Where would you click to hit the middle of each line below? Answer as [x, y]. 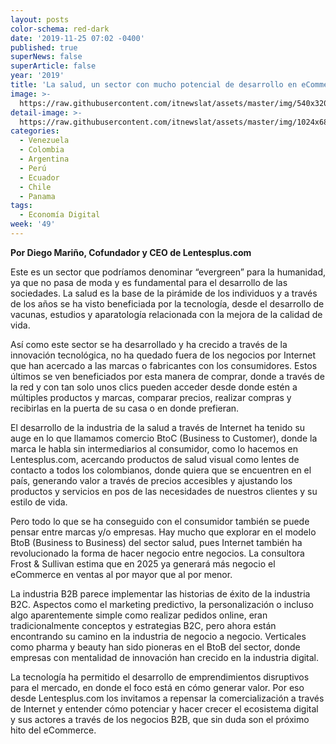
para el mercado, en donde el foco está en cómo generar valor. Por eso [157, 687]
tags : [21, 206]
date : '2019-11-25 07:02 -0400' [77, 38]
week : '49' [33, 224]
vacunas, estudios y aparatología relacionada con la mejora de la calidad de [166, 314]
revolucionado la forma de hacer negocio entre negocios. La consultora [157, 553]
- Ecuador [39, 177]
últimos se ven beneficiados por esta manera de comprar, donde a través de [167, 376]
